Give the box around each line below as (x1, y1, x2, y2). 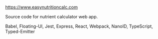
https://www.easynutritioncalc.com (5, 4, 78, 10)
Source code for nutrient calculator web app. (5, 14, 98, 19)
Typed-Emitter (5, 29, 35, 34)
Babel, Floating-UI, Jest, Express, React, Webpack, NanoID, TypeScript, (5, 23, 153, 29)
